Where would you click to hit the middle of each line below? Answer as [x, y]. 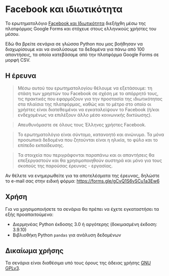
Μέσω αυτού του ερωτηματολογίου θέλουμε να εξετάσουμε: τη [85, 88]
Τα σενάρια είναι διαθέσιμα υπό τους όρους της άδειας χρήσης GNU [78, 263]
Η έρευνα [21, 76]
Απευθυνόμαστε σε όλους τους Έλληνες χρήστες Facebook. [82, 124]
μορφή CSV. [18, 60]
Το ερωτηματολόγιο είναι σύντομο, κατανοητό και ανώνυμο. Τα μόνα [91, 134]
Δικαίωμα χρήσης [34, 250]
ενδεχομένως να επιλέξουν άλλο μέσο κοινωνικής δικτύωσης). [85, 115]
